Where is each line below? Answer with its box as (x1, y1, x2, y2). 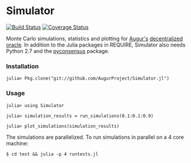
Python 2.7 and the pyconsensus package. (6, 47, 110, 54)
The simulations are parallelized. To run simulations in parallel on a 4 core (6, 134, 184, 141)
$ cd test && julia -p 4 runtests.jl (6, 151, 99, 157)
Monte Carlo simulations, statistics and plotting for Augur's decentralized (6, 35, 183, 42)
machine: (6, 139, 29, 147)
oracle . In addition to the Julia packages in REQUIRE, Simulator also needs (6, 41, 186, 48)
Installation (6, 62, 39, 70)
